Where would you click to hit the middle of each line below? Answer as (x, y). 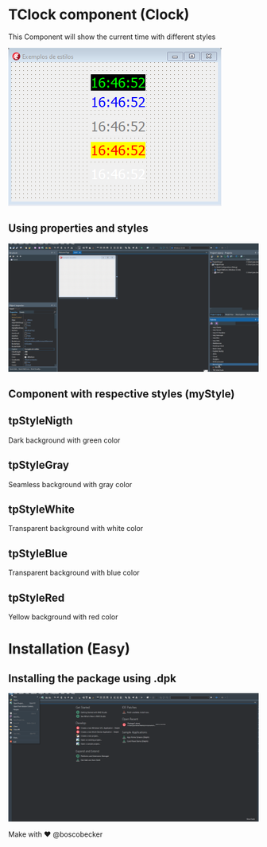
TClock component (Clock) (99, 15)
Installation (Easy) (70, 649)
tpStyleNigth (41, 421)
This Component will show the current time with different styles (112, 37)
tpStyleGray (39, 465)
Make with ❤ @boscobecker (56, 834)
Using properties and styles (78, 228)
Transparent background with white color (76, 529)
